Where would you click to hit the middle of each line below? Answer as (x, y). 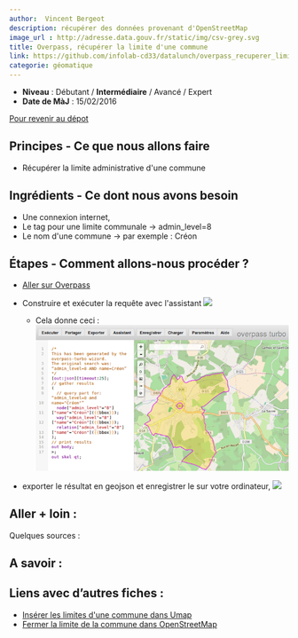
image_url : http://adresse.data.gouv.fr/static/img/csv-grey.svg (134, 37)
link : (19, 56)
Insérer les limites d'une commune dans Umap (107, 614)
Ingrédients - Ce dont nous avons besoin (124, 196)
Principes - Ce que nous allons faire (110, 146)
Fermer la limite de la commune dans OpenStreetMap (119, 624)
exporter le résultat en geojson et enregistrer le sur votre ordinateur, (146, 486)
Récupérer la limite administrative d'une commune (114, 168)
